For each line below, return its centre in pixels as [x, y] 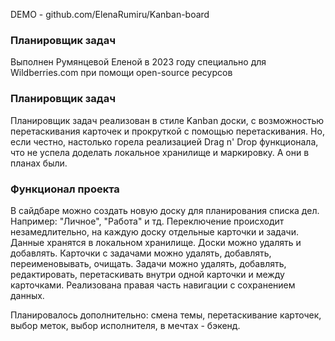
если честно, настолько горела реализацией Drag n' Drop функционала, [164, 141]
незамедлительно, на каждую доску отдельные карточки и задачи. [154, 231]
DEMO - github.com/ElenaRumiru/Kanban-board [110, 14]
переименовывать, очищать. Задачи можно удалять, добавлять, [148, 263]
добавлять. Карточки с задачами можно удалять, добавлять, [141, 253]
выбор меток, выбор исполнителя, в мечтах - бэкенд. [125, 325]
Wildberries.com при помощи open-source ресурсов [121, 73]
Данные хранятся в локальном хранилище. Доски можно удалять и [156, 242]
